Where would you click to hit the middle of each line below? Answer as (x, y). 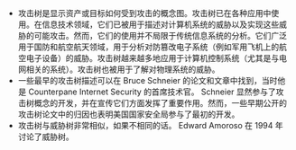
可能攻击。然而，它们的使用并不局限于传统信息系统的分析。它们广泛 (160, 35)
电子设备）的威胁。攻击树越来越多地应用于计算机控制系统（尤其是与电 (156, 58)
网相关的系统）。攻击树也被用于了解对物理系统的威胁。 (119, 69)
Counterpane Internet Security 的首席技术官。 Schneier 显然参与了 (153, 92)
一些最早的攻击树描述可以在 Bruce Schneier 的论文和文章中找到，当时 (148, 80)
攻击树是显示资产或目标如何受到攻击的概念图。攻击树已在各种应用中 (144, 13)
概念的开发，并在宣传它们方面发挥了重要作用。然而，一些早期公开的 (160, 103)
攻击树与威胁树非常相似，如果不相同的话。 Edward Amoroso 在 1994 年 (151, 125)
